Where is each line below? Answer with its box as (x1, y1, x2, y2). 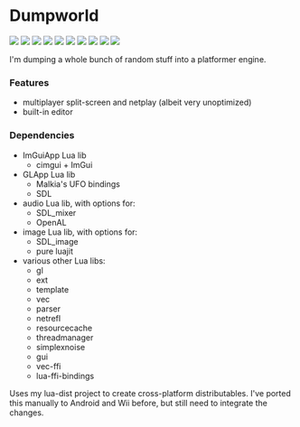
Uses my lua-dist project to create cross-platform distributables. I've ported (9, 387, 292, 398)
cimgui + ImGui (35, 159, 93, 170)
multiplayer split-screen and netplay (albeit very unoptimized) (22, 97, 252, 108)
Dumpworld (9, 5, 99, 26)
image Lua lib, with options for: (22, 227, 138, 237)
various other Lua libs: (22, 255, 106, 266)
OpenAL (35, 217, 67, 227)
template (35, 283, 70, 294)
